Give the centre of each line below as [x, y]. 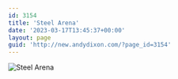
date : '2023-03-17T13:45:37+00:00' [67, 30]
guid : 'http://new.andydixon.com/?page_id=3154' [90, 45]
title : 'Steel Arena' [44, 23]
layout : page [30, 38]
